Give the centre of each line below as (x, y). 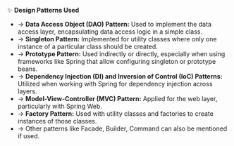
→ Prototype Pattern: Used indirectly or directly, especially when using (121, 54)
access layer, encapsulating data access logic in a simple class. (110, 32)
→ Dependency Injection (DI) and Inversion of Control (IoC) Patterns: (120, 76)
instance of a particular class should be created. (88, 46)
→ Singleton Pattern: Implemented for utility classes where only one (117, 39)
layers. (27, 91)
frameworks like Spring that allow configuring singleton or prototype (117, 61)
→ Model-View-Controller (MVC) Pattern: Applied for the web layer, (117, 99)
